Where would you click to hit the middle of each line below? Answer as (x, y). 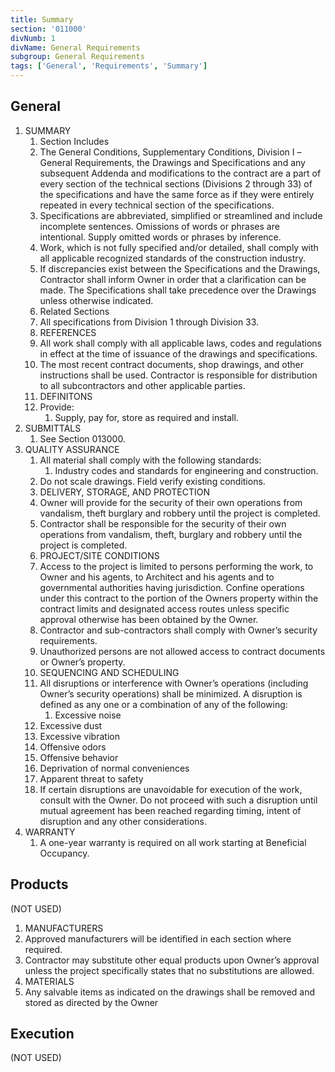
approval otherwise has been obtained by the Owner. (149, 619)
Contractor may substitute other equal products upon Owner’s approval (172, 960)
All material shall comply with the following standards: (150, 460)
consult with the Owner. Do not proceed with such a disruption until (178, 800)
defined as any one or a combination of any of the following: (163, 704)
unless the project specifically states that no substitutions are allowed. (169, 970)
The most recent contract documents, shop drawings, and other (172, 364)
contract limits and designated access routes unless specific (164, 608)
